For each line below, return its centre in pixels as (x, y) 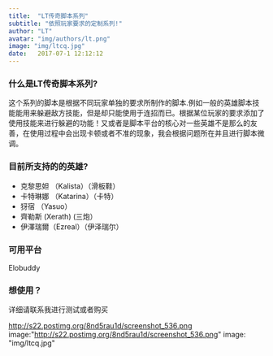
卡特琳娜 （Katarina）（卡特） (69, 196)
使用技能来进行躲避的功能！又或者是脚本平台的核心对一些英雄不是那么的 (129, 124)
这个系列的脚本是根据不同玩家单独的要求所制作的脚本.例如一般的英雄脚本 (131, 103)
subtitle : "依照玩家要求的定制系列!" (65, 24)
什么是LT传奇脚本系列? (53, 84)
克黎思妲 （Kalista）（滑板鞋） (70, 186)
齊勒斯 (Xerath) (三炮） (58, 216)
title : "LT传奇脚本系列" (49, 16)
